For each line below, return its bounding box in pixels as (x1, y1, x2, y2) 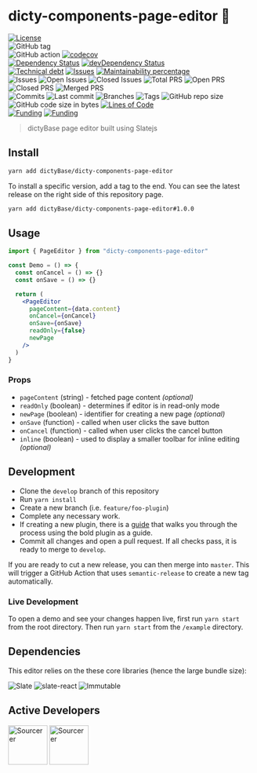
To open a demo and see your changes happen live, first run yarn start (8, 614, 241, 623)
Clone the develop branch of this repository (19, 486, 159, 496)
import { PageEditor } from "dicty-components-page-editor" (8, 247, 209, 255)
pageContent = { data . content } (28, 305, 121, 313)
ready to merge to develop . (19, 544, 107, 554)
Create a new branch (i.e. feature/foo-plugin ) (19, 503, 169, 512)
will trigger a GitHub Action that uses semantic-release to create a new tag (8, 568, 249, 577)
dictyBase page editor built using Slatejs (27, 123, 158, 133)
